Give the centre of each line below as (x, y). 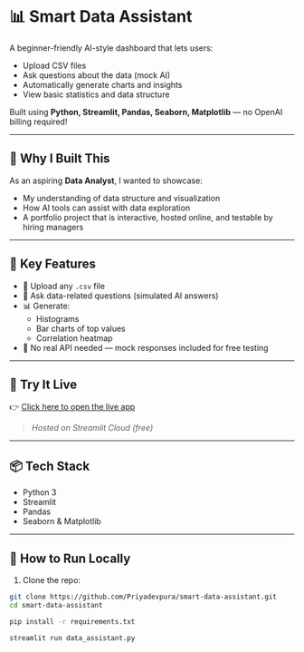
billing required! (38, 122)
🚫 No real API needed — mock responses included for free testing (145, 347)
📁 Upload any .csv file (64, 286)
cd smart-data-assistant (56, 605)
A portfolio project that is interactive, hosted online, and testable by (147, 217)
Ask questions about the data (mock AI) (96, 75)
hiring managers (53, 227)
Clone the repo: (52, 580)
